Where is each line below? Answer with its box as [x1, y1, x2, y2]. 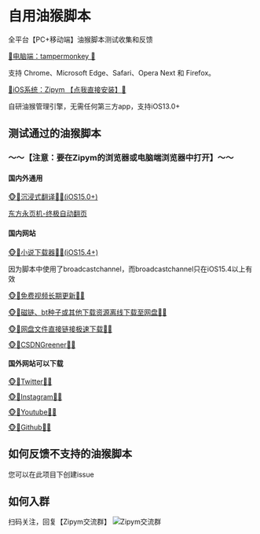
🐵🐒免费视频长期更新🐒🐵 [8, 290, 85, 300]
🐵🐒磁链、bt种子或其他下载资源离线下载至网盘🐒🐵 [8, 308, 167, 317]
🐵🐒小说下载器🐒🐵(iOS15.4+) [8, 247, 99, 256]
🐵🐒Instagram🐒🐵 [8, 392, 63, 401]
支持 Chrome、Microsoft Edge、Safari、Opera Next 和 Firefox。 [8, 68, 216, 77]
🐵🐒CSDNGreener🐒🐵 [8, 340, 76, 349]
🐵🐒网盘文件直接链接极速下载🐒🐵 [8, 324, 112, 333]
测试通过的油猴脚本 [8, 127, 101, 140]
